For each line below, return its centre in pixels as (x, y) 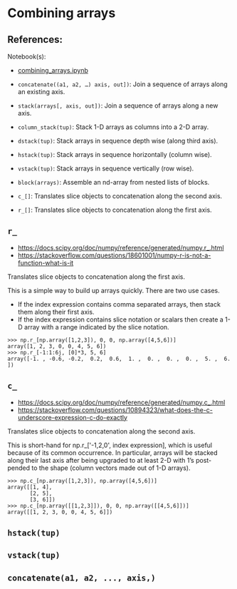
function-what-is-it (46, 262)
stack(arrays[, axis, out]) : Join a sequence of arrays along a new (118, 106)
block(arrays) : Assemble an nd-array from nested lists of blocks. (114, 182)
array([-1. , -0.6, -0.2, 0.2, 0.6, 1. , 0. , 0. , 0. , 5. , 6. (119, 359)
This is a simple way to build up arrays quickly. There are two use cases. (114, 290)
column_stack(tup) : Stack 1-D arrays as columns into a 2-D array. (113, 127)
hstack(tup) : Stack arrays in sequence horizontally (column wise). (115, 154)
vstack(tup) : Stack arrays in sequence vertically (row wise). (106, 168)
